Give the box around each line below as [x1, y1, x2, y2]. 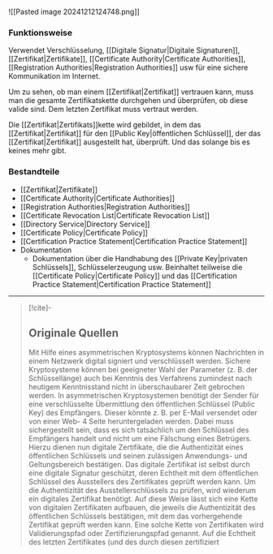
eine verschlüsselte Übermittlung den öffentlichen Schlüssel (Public [28, 399, 256, 409]
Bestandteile [8, 166, 60, 178]
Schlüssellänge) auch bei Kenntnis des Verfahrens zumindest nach [28, 373, 253, 384]
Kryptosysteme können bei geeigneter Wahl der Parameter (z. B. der [28, 365, 258, 375]
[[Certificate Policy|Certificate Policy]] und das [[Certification [32, 271, 237, 281]
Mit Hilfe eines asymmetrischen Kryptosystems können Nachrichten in [28, 348, 264, 358]
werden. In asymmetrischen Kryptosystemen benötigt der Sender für [28, 391, 259, 401]
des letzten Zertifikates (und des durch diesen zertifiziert [28, 537, 219, 547]
